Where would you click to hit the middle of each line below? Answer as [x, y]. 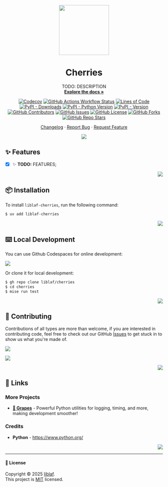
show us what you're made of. [36, 339]
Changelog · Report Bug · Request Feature [84, 127]
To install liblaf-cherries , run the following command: [62, 204]
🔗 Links [17, 383]
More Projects [22, 397]
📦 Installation [27, 190]
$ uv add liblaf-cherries [32, 214]
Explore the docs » [84, 91]
